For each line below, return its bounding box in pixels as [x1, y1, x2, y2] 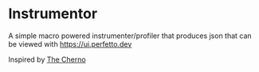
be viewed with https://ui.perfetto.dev [8, 39, 132, 48]
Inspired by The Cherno [8, 55, 86, 64]
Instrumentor [8, 5, 98, 23]
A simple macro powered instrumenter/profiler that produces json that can [8, 31, 253, 40]
